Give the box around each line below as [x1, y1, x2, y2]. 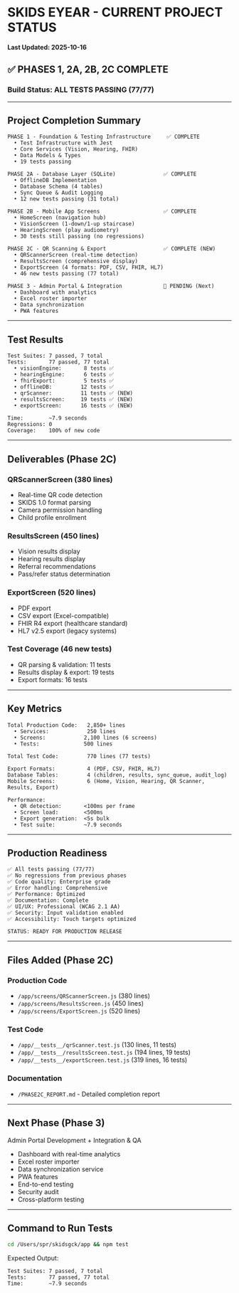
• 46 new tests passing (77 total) [14, 270, 119, 277]
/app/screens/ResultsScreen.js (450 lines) [17, 999, 144, 1008]
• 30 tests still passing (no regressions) [14, 233, 144, 240]
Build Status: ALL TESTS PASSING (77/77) [7, 85, 154, 95]
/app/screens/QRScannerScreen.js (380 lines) [17, 991, 151, 1000]
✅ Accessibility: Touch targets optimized [7, 915, 137, 923]
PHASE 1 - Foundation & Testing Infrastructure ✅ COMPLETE [7, 133, 201, 141]
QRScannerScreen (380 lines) [7, 474, 113, 484]
